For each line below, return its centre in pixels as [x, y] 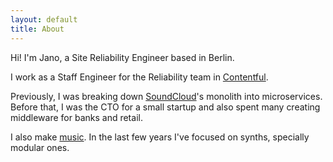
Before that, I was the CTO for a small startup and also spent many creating [165, 107]
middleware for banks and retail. [76, 117]
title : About [37, 29]
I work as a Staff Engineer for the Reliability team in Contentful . [139, 77]
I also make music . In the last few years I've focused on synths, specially [160, 137]
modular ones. [40, 147]
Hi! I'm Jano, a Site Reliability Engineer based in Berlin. [122, 57]
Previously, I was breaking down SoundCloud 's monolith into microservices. [166, 96]
